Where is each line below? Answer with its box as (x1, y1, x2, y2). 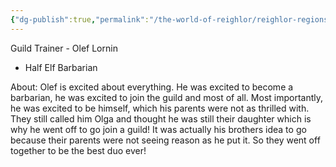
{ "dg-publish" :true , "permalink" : (10, 14, 150, 25)
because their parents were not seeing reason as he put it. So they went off (10, 134, 321, 146)
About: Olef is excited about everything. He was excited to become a (10, 81, 294, 93)
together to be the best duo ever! (10, 144, 147, 156)
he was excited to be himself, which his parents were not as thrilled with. (10, 102, 310, 114)
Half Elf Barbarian (24, 61, 98, 73)
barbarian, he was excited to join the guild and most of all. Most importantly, (10, 91, 324, 103)
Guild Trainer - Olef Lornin (10, 42, 118, 54)
